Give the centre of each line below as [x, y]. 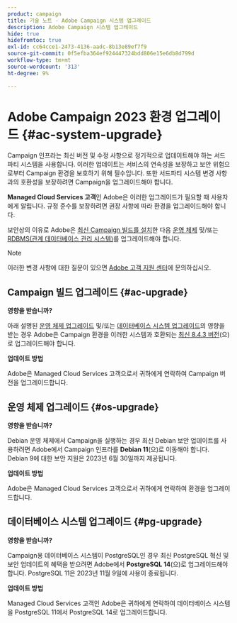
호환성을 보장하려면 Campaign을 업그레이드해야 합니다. [97, 182]
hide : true [23, 34]
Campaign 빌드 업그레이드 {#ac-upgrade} [98, 292]
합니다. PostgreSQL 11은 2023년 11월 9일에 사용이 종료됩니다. [93, 573]
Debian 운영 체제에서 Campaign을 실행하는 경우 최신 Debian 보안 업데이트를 [113, 441]
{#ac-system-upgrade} [92, 134]
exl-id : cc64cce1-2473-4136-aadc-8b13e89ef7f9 [77, 47]
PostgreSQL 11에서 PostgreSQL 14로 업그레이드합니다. [91, 612]
